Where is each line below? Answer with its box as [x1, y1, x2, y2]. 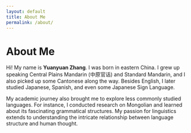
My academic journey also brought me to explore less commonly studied [6, 95, 182, 103]
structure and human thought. [6, 120, 78, 127]
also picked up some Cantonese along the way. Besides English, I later [6, 77, 176, 85]
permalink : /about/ [6, 19, 54, 25]
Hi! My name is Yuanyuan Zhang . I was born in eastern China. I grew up [6, 64, 180, 71]
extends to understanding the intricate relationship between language [6, 114, 174, 121]
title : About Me [6, 14, 46, 20]
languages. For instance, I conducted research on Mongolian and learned [6, 101, 183, 108]
